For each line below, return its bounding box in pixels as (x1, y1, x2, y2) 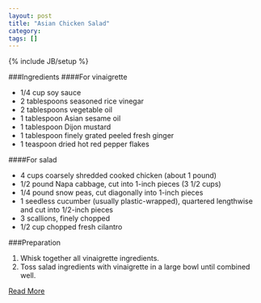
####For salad (8, 155, 57, 165)
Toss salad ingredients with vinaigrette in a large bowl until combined (19, 262, 250, 271)
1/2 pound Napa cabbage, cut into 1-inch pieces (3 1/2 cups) (19, 179, 221, 189)
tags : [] (8, 34, 38, 43)
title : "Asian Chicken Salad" (8, 19, 111, 27)
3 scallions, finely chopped (19, 213, 111, 223)
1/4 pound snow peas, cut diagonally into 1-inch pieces (19, 187, 204, 198)
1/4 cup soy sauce (19, 88, 82, 98)
